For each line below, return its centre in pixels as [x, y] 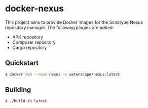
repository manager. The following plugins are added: [60, 27]
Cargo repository [29, 47]
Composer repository [34, 42]
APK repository [28, 37]
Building [18, 90]
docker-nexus [35, 9]
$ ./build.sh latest [26, 101]
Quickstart [22, 63]
